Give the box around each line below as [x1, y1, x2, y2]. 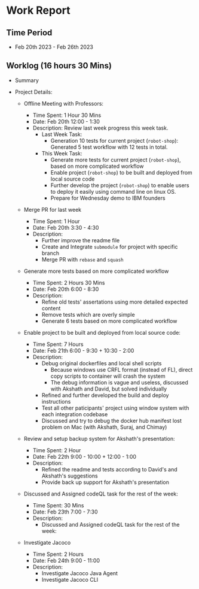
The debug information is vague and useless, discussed [50, 378, 188, 386]
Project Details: [14, 88, 53, 95]
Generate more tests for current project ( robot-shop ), [50, 156, 181, 163]
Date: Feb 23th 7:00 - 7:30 [32, 508, 98, 515]
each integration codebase [41, 410, 108, 417]
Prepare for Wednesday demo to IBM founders [50, 194, 166, 202]
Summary [14, 76, 39, 84]
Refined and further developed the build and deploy [41, 391, 169, 399]
